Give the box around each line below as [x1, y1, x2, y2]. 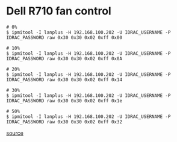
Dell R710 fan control [6, 4, 111, 18]
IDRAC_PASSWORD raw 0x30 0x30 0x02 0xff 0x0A [6, 55, 122, 61]
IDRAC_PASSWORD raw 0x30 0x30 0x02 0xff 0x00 [6, 34, 122, 40]
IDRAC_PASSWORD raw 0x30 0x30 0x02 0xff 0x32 [6, 119, 122, 125]
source [6, 129, 24, 137]
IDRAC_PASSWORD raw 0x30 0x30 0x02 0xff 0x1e [6, 97, 122, 103]
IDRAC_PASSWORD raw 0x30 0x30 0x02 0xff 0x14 [6, 76, 122, 82]
